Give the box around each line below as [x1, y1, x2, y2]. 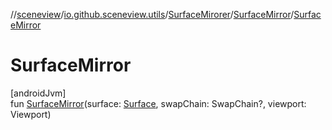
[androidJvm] [10, 87, 67, 99]
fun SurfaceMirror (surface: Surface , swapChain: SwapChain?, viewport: [10, 97, 307, 109]
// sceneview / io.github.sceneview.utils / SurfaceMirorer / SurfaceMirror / [10, 9, 295, 20]
